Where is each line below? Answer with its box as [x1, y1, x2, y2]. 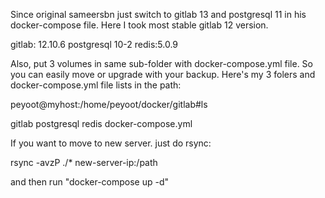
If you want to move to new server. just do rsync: [10, 137, 212, 149]
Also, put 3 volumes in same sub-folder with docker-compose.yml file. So [10, 58, 313, 69]
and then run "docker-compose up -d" [10, 176, 170, 188]
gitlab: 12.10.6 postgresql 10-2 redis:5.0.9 [10, 39, 179, 50]
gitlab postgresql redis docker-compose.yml [10, 118, 193, 129]
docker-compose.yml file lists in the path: [10, 79, 182, 91]
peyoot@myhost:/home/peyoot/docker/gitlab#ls [10, 99, 208, 110]
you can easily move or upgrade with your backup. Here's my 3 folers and [10, 69, 316, 80]
